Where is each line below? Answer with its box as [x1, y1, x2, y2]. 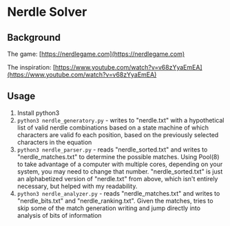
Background [7, 32, 61, 43]
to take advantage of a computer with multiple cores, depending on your [17, 160, 223, 168]
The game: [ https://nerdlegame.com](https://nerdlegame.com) [7, 50, 185, 58]
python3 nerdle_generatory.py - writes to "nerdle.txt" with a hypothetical [17, 116, 224, 124]
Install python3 [17, 108, 60, 117]
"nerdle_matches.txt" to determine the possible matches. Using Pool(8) [17, 152, 220, 161]
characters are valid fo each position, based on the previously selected [17, 130, 219, 138]
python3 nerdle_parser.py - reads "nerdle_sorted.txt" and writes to [17, 145, 208, 154]
